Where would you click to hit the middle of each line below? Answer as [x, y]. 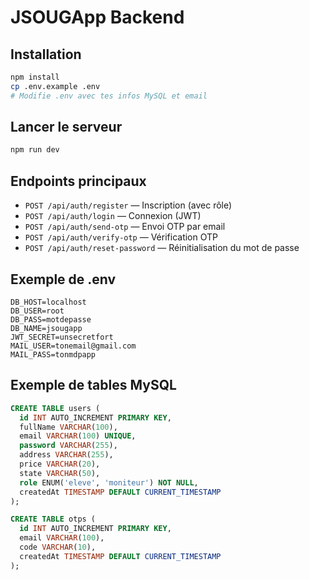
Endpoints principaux [78, 181]
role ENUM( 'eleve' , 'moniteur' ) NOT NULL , [109, 482]
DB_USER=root [37, 311]
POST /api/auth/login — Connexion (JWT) [113, 216]
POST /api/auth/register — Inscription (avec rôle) [128, 205]
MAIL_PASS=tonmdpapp [53, 354]
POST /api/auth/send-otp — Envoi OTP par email [125, 227]
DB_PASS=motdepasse [51, 319]
